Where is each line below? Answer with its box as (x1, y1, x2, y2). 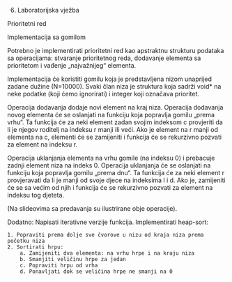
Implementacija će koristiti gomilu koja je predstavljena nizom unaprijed (7, 75, 212, 83)
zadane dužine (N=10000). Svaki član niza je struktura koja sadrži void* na (7, 82, 222, 90)
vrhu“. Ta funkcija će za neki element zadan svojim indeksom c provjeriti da (7, 118, 223, 126)
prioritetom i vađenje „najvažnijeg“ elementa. (7, 61, 137, 69)
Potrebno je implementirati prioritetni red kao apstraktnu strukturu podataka (7, 47, 224, 54)
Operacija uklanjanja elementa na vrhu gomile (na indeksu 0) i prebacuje (7, 154, 215, 162)
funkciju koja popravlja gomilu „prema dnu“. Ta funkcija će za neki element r (7, 169, 225, 177)
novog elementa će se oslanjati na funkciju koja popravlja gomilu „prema (7, 111, 215, 119)
